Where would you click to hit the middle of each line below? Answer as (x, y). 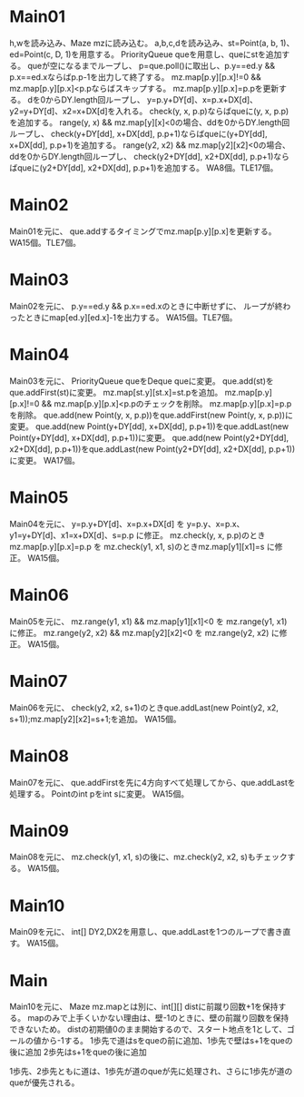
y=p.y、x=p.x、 (216, 524)
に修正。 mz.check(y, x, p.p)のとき (201, 535)
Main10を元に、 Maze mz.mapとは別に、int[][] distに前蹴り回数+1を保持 (144, 1007)
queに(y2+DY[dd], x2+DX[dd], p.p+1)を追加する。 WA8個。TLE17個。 (147, 167)
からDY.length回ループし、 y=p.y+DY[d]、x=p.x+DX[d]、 (152, 99)
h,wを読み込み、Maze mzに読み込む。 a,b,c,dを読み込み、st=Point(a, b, (144, 43)
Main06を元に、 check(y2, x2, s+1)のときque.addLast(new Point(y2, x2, (144, 707)
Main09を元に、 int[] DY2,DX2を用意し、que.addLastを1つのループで (138, 932)
